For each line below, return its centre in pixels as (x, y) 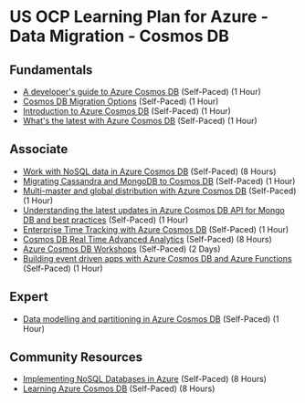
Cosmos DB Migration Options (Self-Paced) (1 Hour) (121, 101)
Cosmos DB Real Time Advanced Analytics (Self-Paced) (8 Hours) (147, 239)
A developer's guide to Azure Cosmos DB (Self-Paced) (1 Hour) (142, 92)
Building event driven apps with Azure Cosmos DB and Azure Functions (157, 258)
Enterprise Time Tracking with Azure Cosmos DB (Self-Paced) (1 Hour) (156, 229)
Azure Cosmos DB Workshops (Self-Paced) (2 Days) (121, 249)
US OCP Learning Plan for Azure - (139, 17)
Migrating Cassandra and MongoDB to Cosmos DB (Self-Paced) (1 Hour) (159, 181)
